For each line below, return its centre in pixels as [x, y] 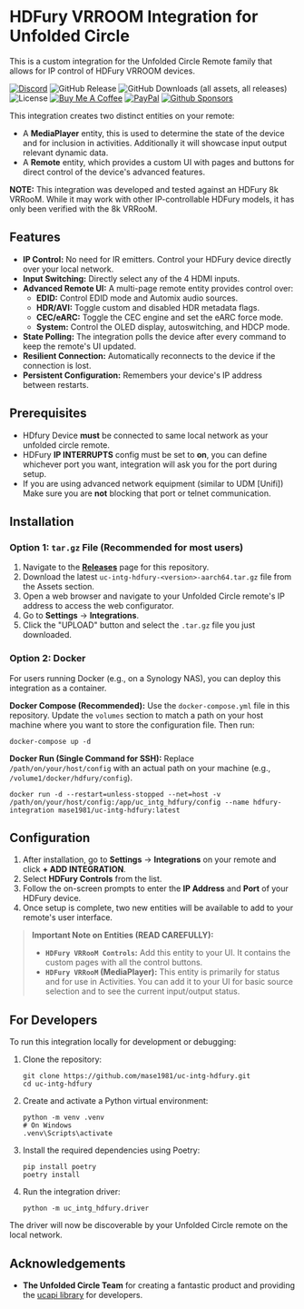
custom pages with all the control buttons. [124, 962]
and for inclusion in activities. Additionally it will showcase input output [155, 143]
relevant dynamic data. [65, 153]
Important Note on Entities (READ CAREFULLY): [123, 935]
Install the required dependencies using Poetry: [111, 1150]
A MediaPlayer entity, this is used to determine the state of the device [153, 133]
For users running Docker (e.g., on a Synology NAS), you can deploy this [145, 678]
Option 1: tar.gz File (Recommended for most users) [126, 547]
